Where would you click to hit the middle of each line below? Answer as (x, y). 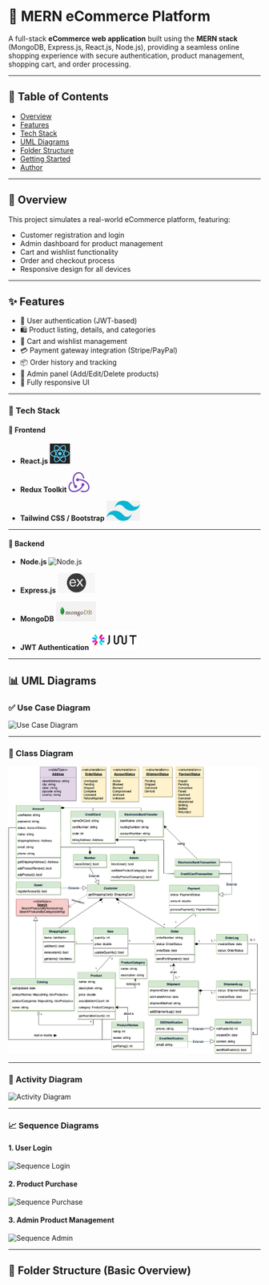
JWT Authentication (54, 647)
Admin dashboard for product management (91, 243)
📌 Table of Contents (58, 97)
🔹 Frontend (27, 430)
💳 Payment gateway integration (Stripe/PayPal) (98, 350)
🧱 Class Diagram (41, 754)
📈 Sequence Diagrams (54, 1125)
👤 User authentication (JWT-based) (78, 321)
